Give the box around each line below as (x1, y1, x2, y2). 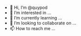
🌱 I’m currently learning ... (9, 15, 62, 20)
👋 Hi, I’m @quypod (9, 5, 48, 10)
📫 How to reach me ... (9, 26, 55, 31)
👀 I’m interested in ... (9, 10, 52, 16)
